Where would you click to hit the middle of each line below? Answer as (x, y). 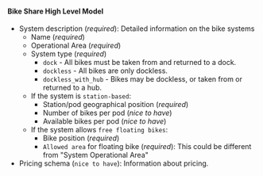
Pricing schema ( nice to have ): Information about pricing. (114, 163)
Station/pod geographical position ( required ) (116, 105)
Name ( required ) (58, 37)
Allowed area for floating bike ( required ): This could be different (147, 147)
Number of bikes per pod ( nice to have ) (107, 113)
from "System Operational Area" (95, 155)
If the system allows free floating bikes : (99, 130)
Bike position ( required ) (81, 138)
